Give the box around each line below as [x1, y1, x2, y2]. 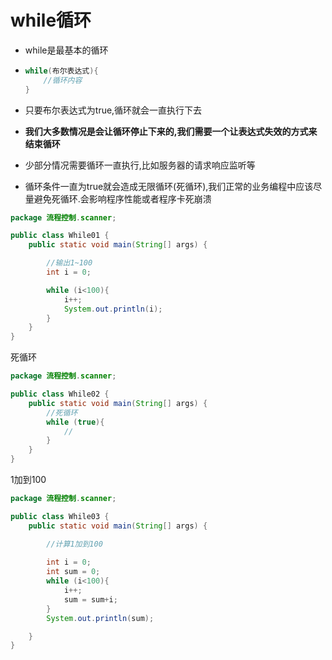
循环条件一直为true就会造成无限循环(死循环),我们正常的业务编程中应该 [24, 180, 314, 192]
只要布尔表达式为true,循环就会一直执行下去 [24, 104, 203, 116]
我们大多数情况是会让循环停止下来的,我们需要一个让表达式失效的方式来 [24, 125, 318, 137]
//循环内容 [43, 75, 83, 85]
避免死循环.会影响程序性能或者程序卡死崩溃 [33, 192, 212, 205]
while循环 [10, 9, 92, 32]
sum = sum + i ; [63, 594, 118, 605]
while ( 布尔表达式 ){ [24, 66, 99, 76]
